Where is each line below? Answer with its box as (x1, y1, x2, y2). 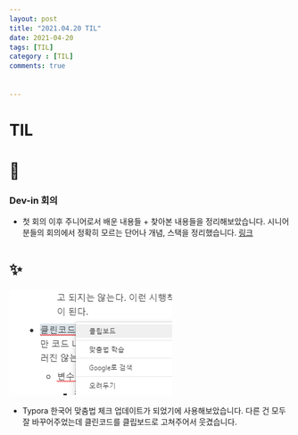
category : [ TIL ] (9, 52, 74, 62)
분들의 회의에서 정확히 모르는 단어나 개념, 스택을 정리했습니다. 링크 (21, 228, 253, 238)
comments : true (9, 62, 66, 71)
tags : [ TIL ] (9, 43, 54, 52)
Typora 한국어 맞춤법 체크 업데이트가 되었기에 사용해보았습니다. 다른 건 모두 (21, 406, 286, 416)
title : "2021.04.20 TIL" (9, 23, 102, 33)
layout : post (9, 14, 58, 23)
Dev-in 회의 (9, 195, 58, 207)
